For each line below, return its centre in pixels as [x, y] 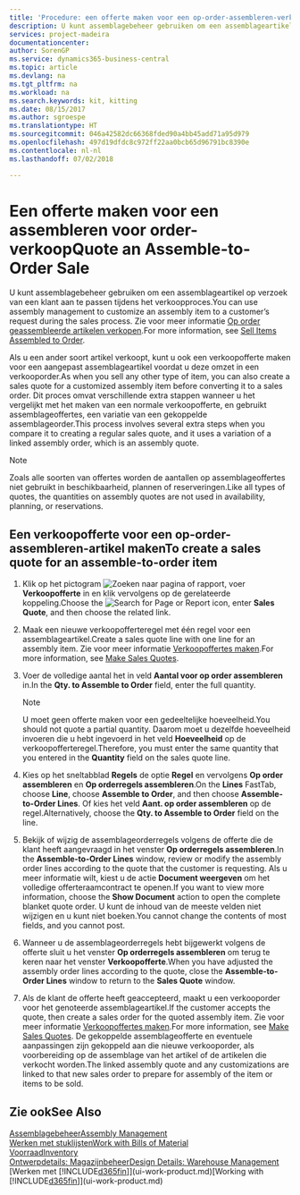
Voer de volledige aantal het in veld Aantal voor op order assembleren [153, 675]
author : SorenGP [39, 51]
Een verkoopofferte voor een [91, 534]
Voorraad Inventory [44, 1153]
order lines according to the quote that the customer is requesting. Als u [154, 869]
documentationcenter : [50, 42]
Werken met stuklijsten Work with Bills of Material [99, 1143]
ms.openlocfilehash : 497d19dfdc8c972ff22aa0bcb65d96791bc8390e [129, 142]
